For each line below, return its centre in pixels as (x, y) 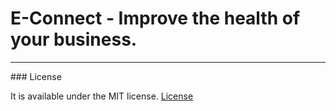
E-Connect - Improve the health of (155, 18)
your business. (74, 39)
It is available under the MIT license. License (102, 96)
